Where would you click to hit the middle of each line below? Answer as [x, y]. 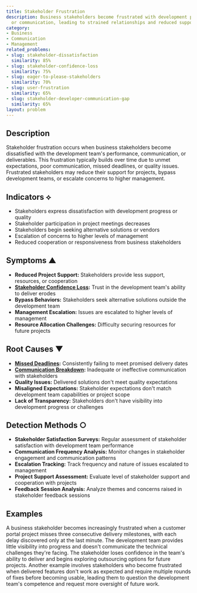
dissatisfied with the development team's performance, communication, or [96, 154]
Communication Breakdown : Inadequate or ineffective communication [100, 369]
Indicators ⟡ [29, 197]
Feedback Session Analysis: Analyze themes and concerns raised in [98, 489]
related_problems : [28, 50]
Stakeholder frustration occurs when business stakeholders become [89, 148]
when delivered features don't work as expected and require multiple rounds [98, 571]
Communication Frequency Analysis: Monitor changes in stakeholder [100, 452]
